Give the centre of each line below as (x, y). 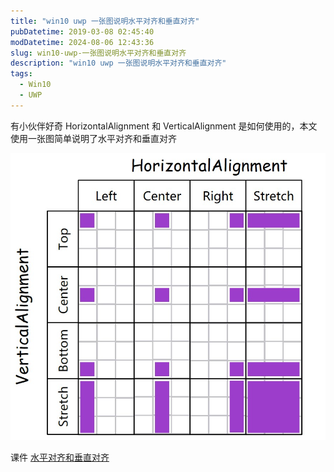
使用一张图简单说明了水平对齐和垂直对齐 (93, 138)
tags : (21, 74)
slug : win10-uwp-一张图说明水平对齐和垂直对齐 (98, 53)
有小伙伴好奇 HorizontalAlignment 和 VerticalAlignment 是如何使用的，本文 (164, 126)
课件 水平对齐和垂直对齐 (60, 457)
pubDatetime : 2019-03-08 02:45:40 (82, 31)
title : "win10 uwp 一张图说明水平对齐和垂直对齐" (105, 21)
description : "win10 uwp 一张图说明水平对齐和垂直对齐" (118, 63)
